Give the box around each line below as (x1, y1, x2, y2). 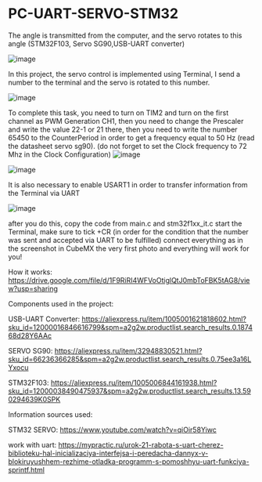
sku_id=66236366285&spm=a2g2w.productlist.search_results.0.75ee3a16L (8, 354, 252, 364)
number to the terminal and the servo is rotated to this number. (8, 78, 210, 87)
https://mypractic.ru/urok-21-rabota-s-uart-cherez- (58, 440, 224, 449)
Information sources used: (8, 409, 93, 419)
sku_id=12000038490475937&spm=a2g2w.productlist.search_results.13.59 (8, 386, 252, 396)
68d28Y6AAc (8, 331, 52, 340)
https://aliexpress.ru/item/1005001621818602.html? (81, 314, 246, 324)
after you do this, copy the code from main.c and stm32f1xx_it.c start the (8, 219, 242, 228)
